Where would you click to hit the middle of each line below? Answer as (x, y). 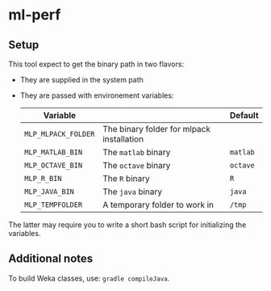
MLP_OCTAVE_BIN (53, 165)
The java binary (132, 192)
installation (123, 139)
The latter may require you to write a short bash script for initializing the (127, 225)
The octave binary (136, 165)
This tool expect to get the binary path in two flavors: (96, 64)
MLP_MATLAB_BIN (53, 152)
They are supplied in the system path (81, 80)
